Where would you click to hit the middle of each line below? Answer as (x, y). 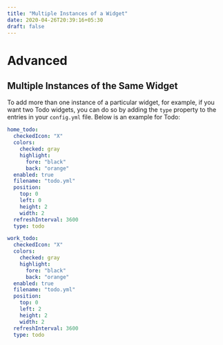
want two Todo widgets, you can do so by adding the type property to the (112, 110)
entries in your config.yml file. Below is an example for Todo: (94, 117)
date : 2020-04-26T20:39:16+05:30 (55, 20)
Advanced (37, 60)
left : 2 (30, 309)
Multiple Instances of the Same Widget (93, 86)
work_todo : (23, 239)
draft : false (26, 26)
